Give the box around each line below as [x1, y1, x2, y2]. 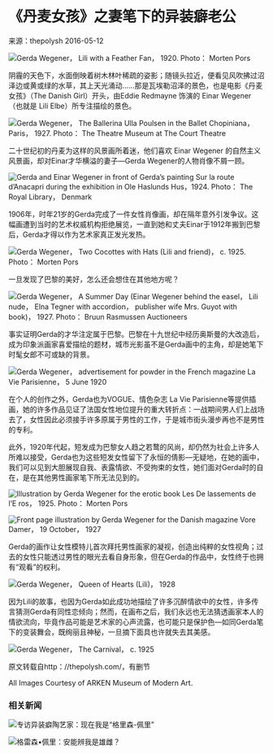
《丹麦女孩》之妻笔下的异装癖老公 [8, 7, 237, 26]
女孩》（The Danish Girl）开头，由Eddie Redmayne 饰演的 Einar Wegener [8, 90, 252, 100]
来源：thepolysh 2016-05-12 [8, 36, 104, 46]
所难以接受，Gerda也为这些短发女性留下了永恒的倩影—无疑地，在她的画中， [8, 452, 264, 462]
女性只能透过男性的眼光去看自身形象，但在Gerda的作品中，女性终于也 [22, 551, 258, 561]
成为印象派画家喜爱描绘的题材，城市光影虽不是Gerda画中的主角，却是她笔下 [8, 339, 264, 349]
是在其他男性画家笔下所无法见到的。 [22, 473, 144, 482]
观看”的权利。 [19, 562, 65, 572]
